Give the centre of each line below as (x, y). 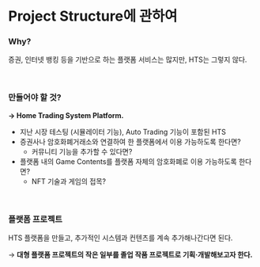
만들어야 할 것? (35, 97)
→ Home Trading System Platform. (66, 115)
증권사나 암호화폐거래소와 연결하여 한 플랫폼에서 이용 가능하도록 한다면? (130, 141)
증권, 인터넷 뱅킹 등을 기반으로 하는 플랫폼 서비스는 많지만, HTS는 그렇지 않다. (128, 59)
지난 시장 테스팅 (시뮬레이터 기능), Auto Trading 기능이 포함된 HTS (123, 132)
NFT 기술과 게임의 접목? (69, 181)
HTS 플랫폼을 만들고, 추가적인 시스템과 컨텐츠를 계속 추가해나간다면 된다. (121, 238)
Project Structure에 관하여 (93, 16)
